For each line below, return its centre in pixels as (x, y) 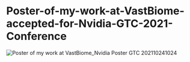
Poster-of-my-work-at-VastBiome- (95, 11)
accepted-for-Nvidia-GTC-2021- (90, 24)
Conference (37, 36)
